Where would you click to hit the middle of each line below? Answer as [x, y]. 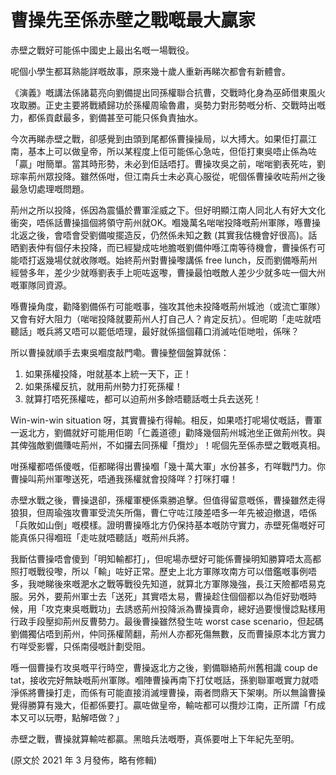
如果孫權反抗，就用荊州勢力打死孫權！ [103, 386]
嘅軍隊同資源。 [41, 285]
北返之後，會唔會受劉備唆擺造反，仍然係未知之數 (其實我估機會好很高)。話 [164, 235]
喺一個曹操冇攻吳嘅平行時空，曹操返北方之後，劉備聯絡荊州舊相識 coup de [164, 667]
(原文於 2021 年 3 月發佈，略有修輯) [84, 760]
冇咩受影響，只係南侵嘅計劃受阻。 [80, 646]
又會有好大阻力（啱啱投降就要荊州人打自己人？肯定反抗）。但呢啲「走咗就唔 [166, 318]
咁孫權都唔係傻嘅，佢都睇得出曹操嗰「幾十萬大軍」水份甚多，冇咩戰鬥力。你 [168, 466]
